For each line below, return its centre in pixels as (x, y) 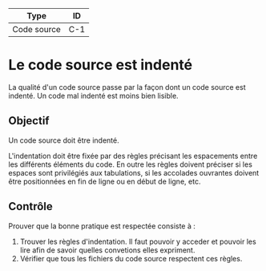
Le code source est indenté (101, 65)
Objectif (29, 121)
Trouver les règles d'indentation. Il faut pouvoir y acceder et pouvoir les (138, 241)
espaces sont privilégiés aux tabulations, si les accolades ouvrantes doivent (134, 172)
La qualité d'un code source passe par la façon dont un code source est (127, 87)
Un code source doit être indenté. (64, 140)
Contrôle (31, 206)
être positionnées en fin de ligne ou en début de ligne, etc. (105, 181)
